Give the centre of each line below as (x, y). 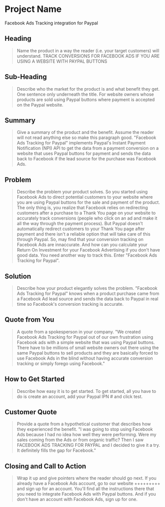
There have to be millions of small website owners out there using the (88, 348)
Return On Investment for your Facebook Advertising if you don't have (88, 250)
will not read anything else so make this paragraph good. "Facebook (86, 137)
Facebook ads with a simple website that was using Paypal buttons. (86, 342)
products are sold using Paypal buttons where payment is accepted (86, 99)
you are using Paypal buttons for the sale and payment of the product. (88, 202)
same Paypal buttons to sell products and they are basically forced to (87, 353)
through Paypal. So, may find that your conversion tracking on (80, 240)
